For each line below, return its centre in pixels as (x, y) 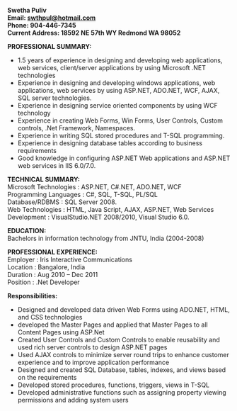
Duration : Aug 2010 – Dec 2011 (53, 275)
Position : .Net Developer (44, 282)
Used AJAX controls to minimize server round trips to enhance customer (123, 355)
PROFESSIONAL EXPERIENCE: (52, 252)
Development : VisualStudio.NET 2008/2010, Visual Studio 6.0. (98, 217)
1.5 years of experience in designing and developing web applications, (120, 60)
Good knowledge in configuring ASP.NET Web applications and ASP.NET (124, 158)
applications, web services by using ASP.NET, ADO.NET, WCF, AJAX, (118, 90)
